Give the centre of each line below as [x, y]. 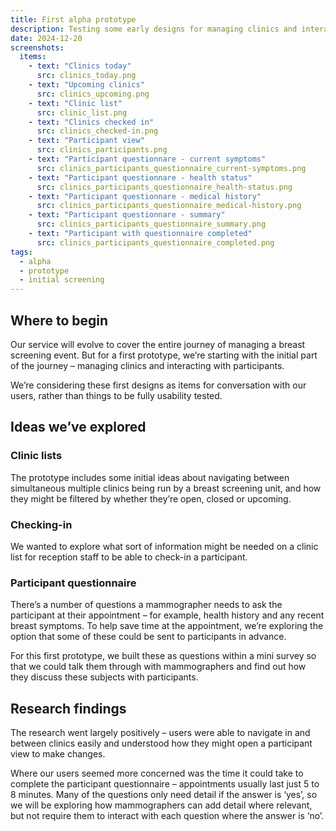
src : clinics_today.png [86, 76]
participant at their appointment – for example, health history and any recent [167, 615]
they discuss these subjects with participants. [104, 677]
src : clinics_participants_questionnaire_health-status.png [164, 187]
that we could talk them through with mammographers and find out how [158, 667]
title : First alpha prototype [73, 19]
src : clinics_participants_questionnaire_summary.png [151, 224]
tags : [21, 252]
